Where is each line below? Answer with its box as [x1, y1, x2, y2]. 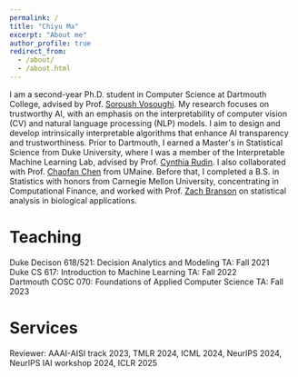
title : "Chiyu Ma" [9, 22, 79, 31]
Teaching [9, 227, 82, 248]
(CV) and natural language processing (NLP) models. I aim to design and [9, 117, 281, 128]
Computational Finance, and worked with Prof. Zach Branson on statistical [9, 185, 287, 196]
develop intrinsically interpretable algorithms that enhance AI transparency [9, 127, 289, 138]
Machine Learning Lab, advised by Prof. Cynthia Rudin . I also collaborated [9, 156, 286, 167]
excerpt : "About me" [9, 30, 88, 39]
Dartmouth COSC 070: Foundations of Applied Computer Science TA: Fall [9, 276, 284, 287]
